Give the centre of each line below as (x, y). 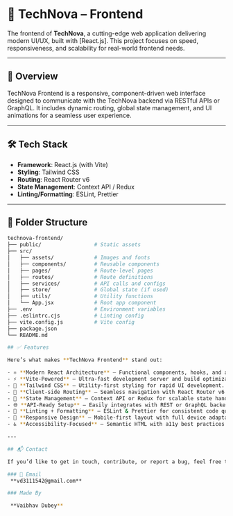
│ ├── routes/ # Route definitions (80, 277)
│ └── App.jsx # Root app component (82, 303)
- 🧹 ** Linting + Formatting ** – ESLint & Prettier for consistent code (113, 411)
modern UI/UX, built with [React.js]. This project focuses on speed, (103, 40)
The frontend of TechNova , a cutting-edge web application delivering (107, 33)
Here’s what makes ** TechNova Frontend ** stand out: (85, 360)
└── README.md (28, 335)
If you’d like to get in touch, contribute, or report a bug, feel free (114, 462)
